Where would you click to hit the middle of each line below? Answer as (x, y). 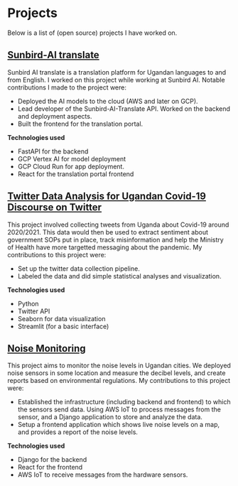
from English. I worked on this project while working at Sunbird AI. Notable (116, 80)
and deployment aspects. (55, 116)
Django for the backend (52, 460)
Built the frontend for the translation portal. (80, 124)
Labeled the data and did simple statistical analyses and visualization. (119, 276)
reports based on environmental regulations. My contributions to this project (119, 381)
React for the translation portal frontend (76, 174)
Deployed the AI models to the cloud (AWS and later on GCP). (108, 101)
